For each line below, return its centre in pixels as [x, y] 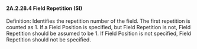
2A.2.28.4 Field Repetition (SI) [44, 8]
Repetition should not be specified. [49, 40]
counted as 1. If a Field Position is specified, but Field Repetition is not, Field [98, 27]
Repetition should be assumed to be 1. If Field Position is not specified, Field [98, 34]
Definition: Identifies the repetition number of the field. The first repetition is [98, 21]
